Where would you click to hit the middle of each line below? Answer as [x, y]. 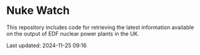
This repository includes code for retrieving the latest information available [100, 27]
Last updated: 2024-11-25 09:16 [46, 45]
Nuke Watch [38, 11]
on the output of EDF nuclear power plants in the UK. [73, 33]
